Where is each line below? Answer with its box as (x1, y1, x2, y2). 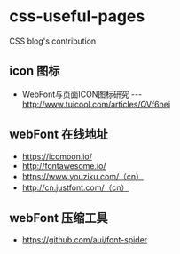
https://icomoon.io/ (21, 151, 93, 162)
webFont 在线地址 (9, 127, 108, 142)
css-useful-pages (9, 6, 145, 27)
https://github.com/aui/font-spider (21, 234, 148, 245)
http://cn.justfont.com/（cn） (21, 182, 129, 193)
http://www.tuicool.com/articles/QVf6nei (21, 99, 171, 109)
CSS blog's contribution (9, 36, 97, 46)
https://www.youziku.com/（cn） (21, 171, 145, 181)
